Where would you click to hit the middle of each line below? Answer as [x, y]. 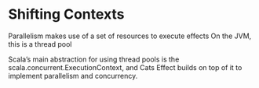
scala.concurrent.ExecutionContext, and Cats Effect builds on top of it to [125, 67]
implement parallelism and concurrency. [73, 76]
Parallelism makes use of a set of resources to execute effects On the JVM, [130, 36]
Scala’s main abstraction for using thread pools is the [94, 59]
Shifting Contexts [66, 14]
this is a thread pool [40, 44]
